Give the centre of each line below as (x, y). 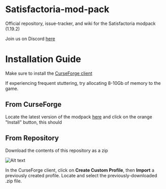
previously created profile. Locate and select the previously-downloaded (81, 175)
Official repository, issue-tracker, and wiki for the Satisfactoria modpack (80, 23)
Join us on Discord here (30, 39)
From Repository (32, 138)
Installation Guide (43, 59)
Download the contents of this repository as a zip (57, 150)
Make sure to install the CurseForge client (49, 73)
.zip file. (13, 181)
